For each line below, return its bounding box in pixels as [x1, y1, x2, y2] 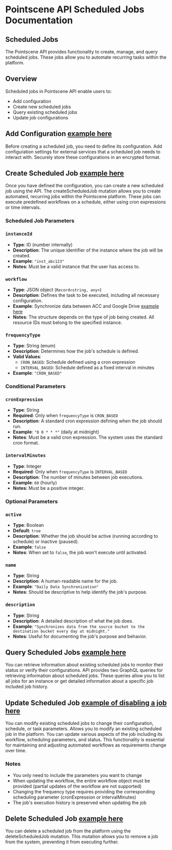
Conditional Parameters [5, 383, 66, 390]
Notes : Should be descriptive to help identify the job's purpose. [12, 589, 147, 595]
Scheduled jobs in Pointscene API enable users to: [5, 88, 112, 94]
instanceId [5, 231, 32, 237]
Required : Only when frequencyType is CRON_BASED [12, 413, 118, 419]
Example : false [12, 544, 46, 550]
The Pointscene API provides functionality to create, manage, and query [5, 49, 158, 55]
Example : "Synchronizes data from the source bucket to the [12, 623, 145, 629]
